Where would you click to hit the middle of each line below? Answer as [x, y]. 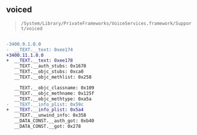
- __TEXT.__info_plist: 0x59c [45, 104]
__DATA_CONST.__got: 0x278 [48, 127]
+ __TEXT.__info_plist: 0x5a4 [45, 110]
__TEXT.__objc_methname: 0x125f [54, 93]
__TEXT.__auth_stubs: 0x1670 [50, 66]
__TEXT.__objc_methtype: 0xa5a [53, 99]
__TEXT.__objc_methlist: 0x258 [53, 77]
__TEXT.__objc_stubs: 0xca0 [49, 72]
